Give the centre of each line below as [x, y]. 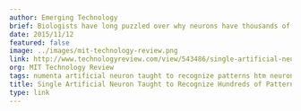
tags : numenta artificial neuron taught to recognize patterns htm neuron [152, 76]
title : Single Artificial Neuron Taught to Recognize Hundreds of [136, 84]
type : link [30, 92]
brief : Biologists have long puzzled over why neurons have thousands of [150, 26]
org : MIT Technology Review [62, 68]
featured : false [39, 43]
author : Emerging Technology [64, 17]
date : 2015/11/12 [42, 34]
